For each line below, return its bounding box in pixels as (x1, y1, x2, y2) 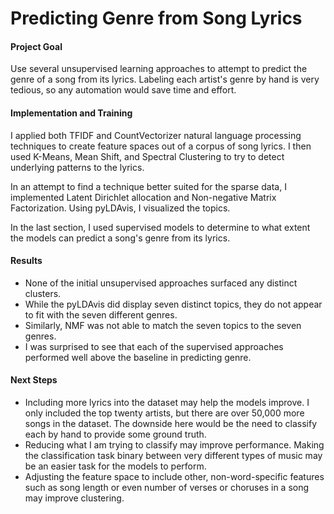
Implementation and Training (10, 107, 133, 119)
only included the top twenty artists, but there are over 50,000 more (24, 407, 305, 419)
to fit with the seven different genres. (24, 308, 178, 321)
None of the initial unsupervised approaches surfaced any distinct (24, 277, 298, 289)
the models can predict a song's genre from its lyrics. (10, 232, 231, 244)
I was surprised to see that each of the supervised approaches (24, 340, 284, 352)
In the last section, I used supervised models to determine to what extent (10, 221, 311, 233)
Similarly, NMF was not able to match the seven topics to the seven (24, 319, 302, 331)
